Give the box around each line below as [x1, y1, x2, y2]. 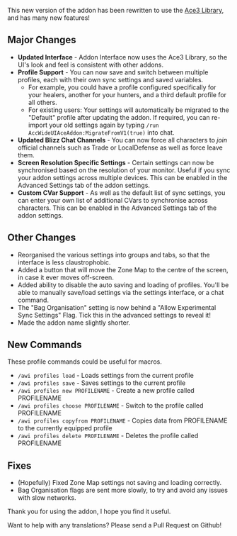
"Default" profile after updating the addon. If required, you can [28, 113, 210, 121]
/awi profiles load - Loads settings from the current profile [17, 372, 195, 380]
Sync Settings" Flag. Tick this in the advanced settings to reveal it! [17, 311, 211, 319]
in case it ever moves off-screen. [17, 273, 115, 281]
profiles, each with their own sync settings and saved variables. [17, 75, 204, 84]
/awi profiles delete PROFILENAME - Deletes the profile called [17, 432, 199, 440]
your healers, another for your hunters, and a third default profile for [28, 90, 227, 99]
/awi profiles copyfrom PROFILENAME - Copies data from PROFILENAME [17, 416, 228, 425]
